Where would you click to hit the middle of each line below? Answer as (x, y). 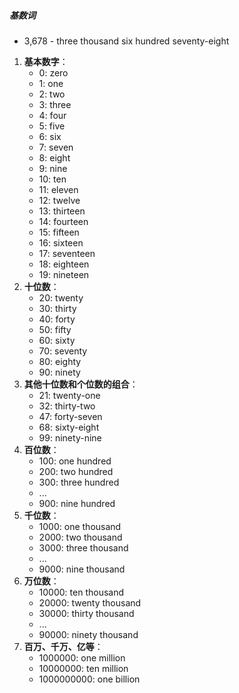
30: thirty (57, 308)
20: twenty (61, 297)
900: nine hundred (77, 503)
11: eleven (58, 189)
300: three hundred (79, 482)
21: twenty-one (69, 395)
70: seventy (63, 351)
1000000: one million (82, 657)
